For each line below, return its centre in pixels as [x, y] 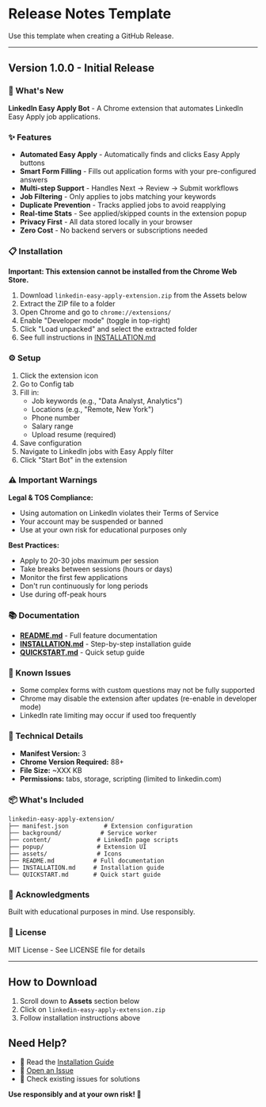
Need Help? [38, 1043]
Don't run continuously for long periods [84, 586]
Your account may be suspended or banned [91, 521]
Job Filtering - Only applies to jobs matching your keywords [118, 196]
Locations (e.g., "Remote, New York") [93, 409]
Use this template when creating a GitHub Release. [91, 36]
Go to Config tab [47, 384]
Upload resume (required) [74, 434]
